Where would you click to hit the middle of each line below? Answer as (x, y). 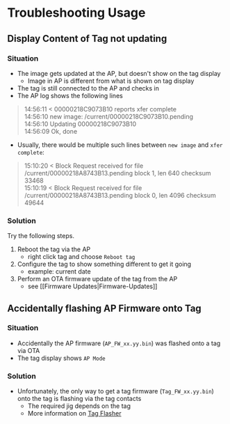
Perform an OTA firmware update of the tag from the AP (97, 279)
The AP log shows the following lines (70, 95)
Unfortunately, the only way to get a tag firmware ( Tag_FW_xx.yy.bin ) (115, 391)
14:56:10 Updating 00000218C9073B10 (80, 124)
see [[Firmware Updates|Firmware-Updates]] (92, 286)
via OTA (28, 350)
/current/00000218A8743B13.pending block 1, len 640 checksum (117, 173)
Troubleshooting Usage (76, 13)
